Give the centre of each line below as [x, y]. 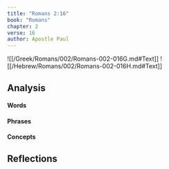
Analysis [27, 88]
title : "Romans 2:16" [38, 13]
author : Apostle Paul [38, 39]
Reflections [32, 158]
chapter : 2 [23, 26]
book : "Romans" [29, 20]
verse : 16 [21, 33]
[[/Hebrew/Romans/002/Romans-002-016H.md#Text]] [85, 66]
